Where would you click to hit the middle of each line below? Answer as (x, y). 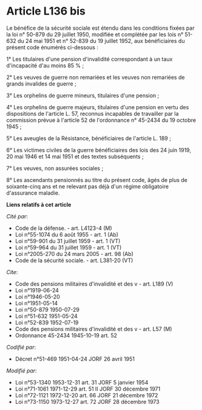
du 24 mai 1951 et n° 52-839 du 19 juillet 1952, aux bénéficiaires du (101, 41)
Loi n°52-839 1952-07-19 (47, 322)
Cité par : (17, 216)
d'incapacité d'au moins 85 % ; (45, 66)
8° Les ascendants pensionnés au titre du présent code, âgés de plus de (97, 180)
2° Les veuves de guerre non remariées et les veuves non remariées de (96, 77)
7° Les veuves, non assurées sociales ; (55, 168)
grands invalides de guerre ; (42, 84)
